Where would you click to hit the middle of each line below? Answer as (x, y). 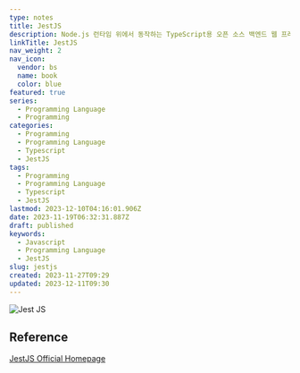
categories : (31, 126)
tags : (19, 167)
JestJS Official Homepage (58, 359)
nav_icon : (28, 59)
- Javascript (42, 242)
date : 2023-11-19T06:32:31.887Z (69, 217)
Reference (39, 338)
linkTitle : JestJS (43, 42)
